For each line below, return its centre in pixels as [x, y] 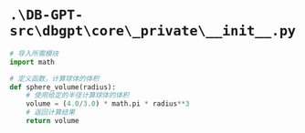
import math [32, 62]
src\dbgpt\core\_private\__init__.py [153, 31]
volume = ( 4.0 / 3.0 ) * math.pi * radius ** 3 [108, 104]
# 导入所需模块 [34, 53]
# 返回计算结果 [51, 113]
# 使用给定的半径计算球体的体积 [78, 96]
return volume [53, 121]
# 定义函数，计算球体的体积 [55, 78]
